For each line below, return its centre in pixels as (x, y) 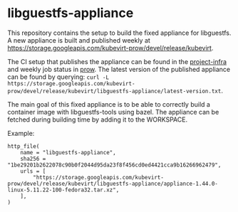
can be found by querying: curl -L (58, 77)
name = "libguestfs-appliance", (68, 152)
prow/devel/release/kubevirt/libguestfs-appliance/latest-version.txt (114, 91)
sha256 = (33, 159)
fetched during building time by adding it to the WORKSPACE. (97, 120)
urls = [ (33, 171)
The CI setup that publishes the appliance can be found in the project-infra (117, 61)
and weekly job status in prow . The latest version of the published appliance (119, 69)
